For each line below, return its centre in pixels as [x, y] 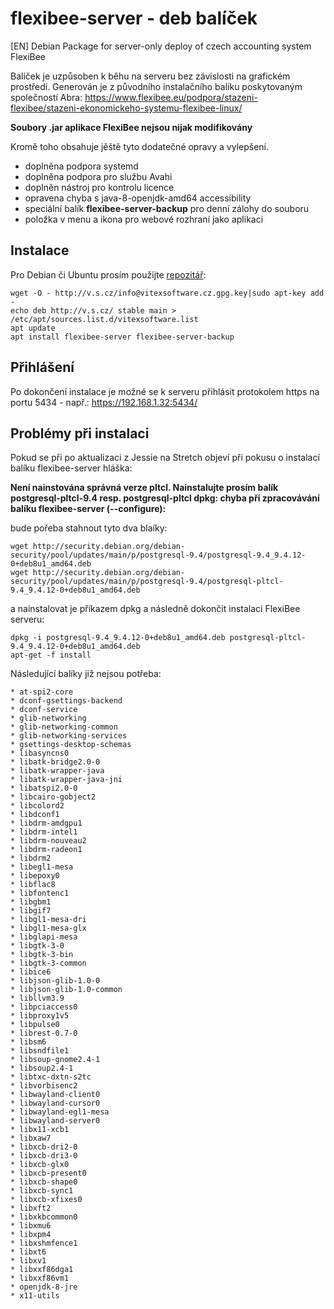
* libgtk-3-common [48, 963]
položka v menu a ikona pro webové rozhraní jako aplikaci [144, 219]
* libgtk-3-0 [37, 946]
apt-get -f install [51, 655]
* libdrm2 [31, 858]
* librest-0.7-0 [44, 1033]
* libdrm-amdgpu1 [46, 823]
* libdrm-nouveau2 [48, 841]
